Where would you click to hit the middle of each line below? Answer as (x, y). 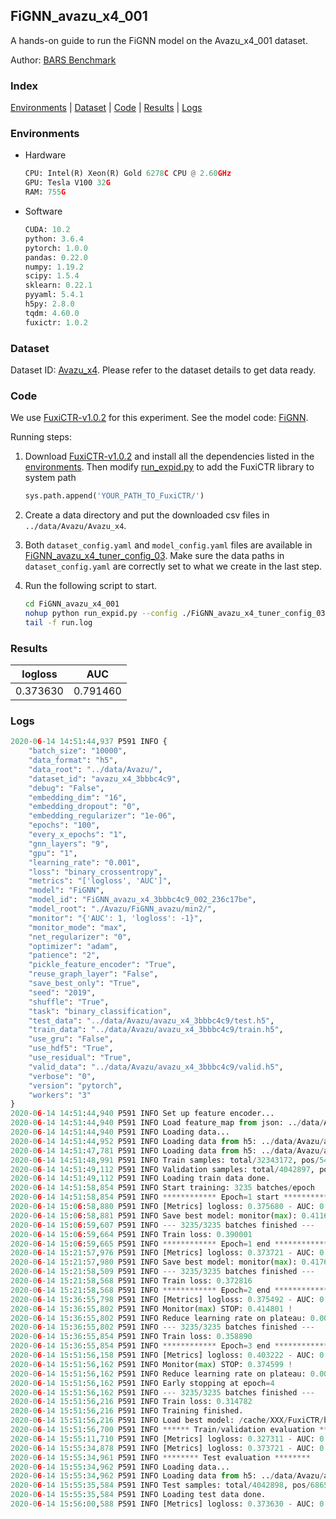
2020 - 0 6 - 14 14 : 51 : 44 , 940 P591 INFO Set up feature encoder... (142, 1114)
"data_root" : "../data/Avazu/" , (95, 769)
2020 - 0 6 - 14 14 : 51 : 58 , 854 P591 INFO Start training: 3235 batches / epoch (162, 1188)
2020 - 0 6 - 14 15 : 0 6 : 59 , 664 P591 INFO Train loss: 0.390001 (131, 1234)
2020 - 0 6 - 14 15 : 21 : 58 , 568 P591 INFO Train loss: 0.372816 (131, 1281)
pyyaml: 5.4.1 (54, 295)
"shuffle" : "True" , (69, 1002)
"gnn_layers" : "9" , (69, 844)
